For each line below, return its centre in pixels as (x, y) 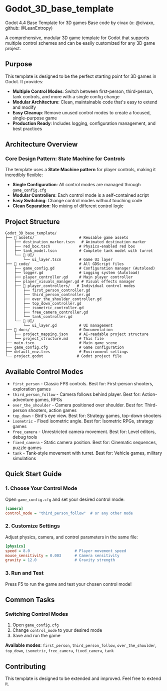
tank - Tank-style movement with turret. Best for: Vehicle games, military (87, 453)
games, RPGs (48, 400)
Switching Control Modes (37, 614)
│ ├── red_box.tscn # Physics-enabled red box (70, 246)
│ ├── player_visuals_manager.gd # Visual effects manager (70, 282)
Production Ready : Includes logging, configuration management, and (84, 123)
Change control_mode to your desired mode (57, 630)
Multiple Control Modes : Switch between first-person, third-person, (83, 91)
